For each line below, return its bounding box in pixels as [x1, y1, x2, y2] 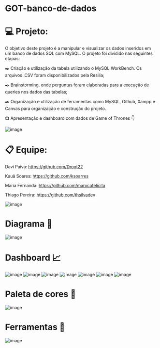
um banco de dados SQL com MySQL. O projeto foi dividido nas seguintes [5, 50, 153, 56]
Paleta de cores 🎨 [5, 289, 76, 300]
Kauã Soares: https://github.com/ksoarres [5, 173, 88, 179]
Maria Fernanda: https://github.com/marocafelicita [5, 183, 105, 189]
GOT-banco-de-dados [5, 3, 97, 14]
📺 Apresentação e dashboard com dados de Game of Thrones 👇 [5, 115, 135, 121]
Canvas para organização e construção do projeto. [5, 106, 106, 111]
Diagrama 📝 [5, 219, 52, 229]
